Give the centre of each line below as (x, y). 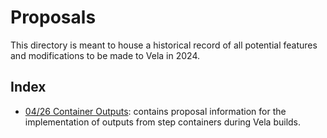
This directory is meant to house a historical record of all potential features (164, 45)
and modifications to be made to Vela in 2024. (105, 55)
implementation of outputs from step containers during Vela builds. (163, 122)
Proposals (53, 17)
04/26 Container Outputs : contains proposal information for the (155, 111)
